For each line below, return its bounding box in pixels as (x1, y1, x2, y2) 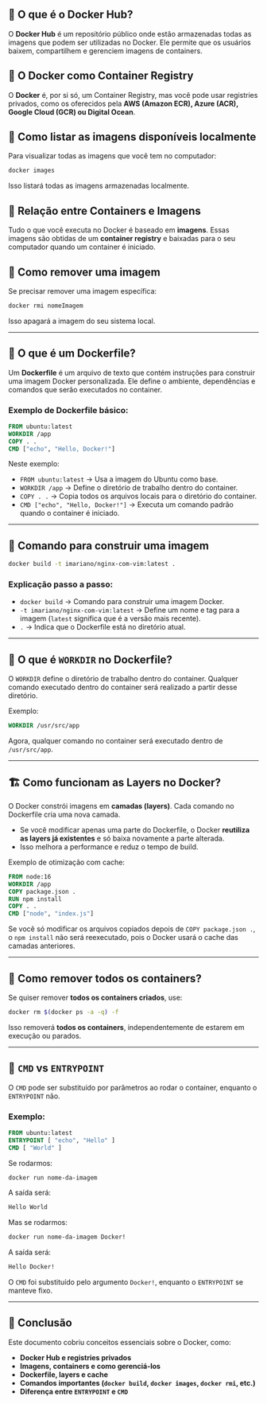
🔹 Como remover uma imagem (8, 265, 161, 279)
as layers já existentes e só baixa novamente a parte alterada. (19, 833, 225, 843)
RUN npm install (8, 895, 62, 903)
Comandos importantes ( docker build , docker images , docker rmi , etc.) (19, 1378, 256, 1387)
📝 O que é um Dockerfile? (8, 347, 137, 361)
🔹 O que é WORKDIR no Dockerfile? (8, 653, 173, 666)
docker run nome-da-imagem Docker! (8, 1233, 126, 1242)
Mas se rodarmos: (8, 1218, 68, 1227)
